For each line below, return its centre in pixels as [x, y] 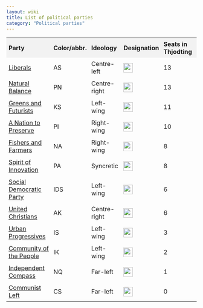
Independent [27, 268]
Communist [25, 288]
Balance [20, 91]
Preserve [21, 131]
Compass [22, 276]
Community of [29, 249]
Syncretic [105, 166]
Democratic [25, 189]
